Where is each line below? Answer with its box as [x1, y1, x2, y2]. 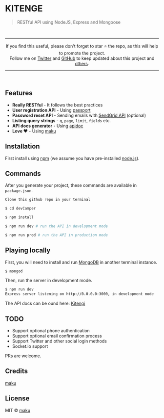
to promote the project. [59, 50, 105, 56]
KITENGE [5, 3, 43, 14]
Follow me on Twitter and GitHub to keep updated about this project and [9, 55, 155, 61]
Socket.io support [12, 343, 48, 349]
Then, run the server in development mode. [5, 278, 93, 284]
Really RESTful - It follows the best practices [12, 102, 103, 108]
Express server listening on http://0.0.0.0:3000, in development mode [5, 291, 154, 297]
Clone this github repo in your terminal [5, 197, 91, 202]
